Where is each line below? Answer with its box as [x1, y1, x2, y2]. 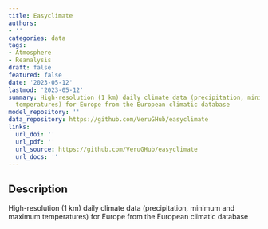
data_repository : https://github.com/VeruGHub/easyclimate [8, 116, 209, 124]
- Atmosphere [8, 49, 52, 57]
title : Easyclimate [8, 11, 73, 20]
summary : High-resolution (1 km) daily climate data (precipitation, [8, 93, 245, 101]
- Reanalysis [8, 57, 52, 65]
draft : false [8, 64, 52, 72]
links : [8, 123, 30, 131]
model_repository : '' [8, 109, 81, 116]
